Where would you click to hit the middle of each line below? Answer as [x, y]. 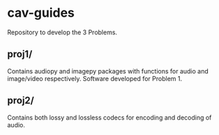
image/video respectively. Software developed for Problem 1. [95, 78]
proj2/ [21, 100]
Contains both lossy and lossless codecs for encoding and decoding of [109, 118]
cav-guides [41, 13]
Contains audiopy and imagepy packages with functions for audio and [108, 71]
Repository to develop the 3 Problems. [62, 32]
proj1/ [20, 54]
